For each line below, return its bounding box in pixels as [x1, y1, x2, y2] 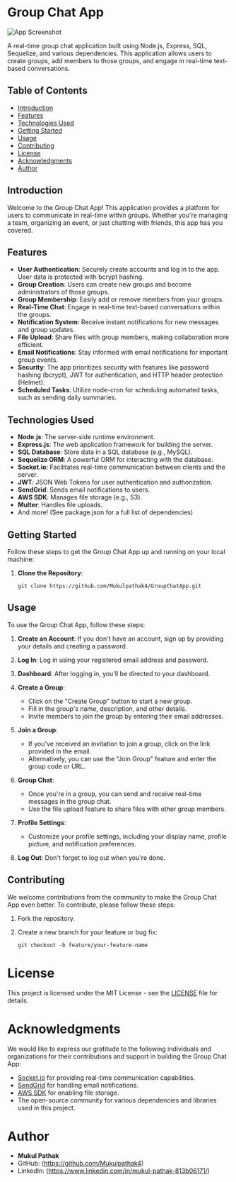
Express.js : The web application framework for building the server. [17, 441, 213, 449]
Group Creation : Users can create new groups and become [17, 280, 192, 289]
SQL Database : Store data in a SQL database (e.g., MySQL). [17, 448, 193, 456]
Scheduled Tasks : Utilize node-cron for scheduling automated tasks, [17, 386, 219, 394]
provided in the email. [28, 746, 92, 756]
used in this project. [17, 1103, 76, 1112]
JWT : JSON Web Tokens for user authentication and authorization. [17, 478, 213, 487]
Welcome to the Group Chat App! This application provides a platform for [7, 203, 220, 211]
